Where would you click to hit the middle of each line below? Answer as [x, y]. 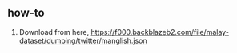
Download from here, [54, 32]
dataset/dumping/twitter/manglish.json [83, 40]
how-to [26, 13]
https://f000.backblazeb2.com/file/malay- [160, 32]
